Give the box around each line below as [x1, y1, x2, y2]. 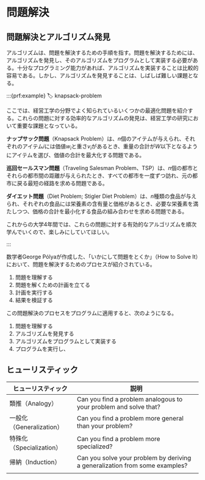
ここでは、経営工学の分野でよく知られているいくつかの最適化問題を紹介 [6, 107, 188, 114]
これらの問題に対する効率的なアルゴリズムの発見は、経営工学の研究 [16, 115, 188, 122]
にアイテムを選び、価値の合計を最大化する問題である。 [6, 151, 145, 158]
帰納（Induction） [9, 457, 61, 466]
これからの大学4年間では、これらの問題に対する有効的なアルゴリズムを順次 [6, 221, 197, 228]
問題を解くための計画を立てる [15, 281, 90, 288]
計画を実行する [15, 289, 53, 296]
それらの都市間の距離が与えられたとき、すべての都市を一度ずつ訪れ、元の [6, 172, 193, 179]
